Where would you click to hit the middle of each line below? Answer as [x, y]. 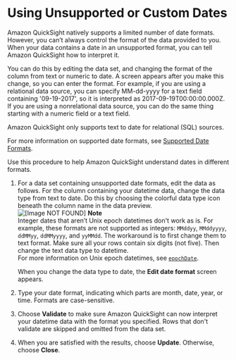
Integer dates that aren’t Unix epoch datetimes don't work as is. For [115, 221]
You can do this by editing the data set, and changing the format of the [110, 68]
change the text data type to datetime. [73, 250]
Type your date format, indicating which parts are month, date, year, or [120, 292]
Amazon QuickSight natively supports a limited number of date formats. [111, 32]
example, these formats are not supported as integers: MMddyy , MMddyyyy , [122, 228]
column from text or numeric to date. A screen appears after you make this [116, 76]
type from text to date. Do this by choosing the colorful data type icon [119, 198]
